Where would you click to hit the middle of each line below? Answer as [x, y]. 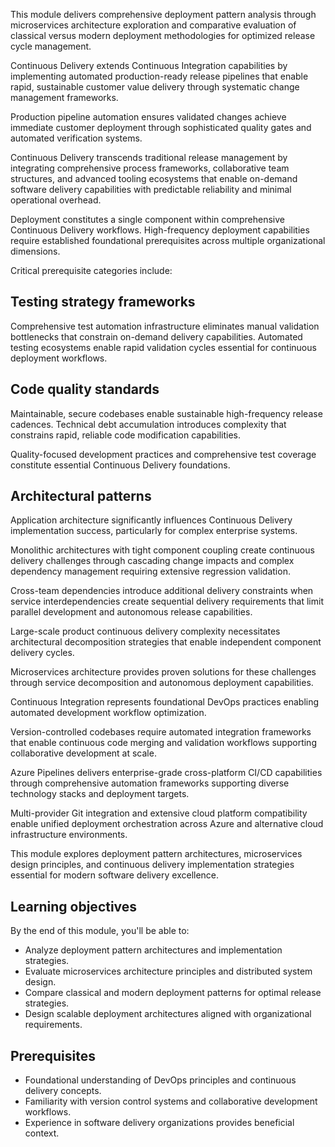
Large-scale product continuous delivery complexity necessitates [145, 631]
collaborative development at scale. [83, 753]
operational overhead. [56, 200]
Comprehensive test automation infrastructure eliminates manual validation [165, 326]
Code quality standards [85, 389]
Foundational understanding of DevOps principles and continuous [160, 1080]
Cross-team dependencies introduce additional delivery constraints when [162, 591]
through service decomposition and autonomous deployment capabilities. [162, 683]
